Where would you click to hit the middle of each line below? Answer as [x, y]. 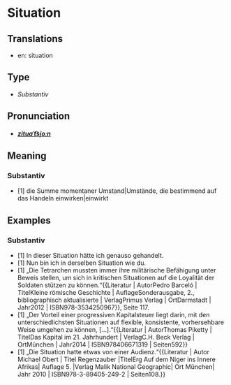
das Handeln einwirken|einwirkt [63, 198]
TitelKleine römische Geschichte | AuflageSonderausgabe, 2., [106, 292]
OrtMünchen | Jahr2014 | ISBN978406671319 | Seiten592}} [103, 344]
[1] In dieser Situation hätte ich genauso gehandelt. [90, 255]
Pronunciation [39, 116]
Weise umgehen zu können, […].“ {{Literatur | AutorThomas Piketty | [114, 329]
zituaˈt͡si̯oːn [34, 133]
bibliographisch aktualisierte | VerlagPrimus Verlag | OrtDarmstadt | [114, 300]
